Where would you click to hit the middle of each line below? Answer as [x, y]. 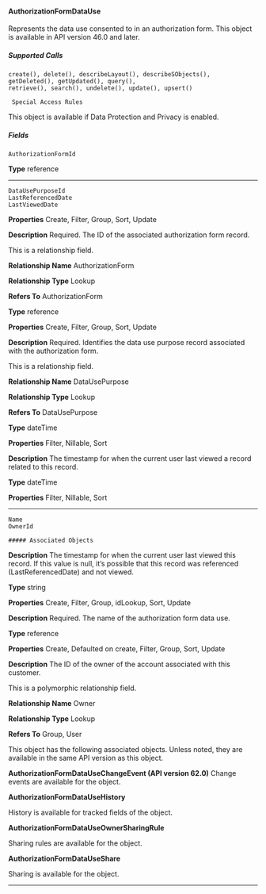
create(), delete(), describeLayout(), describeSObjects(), [110, 75]
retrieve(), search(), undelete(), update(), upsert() [101, 88]
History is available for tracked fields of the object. [90, 812]
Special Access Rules [47, 102]
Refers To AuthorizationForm [55, 297]
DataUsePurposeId [37, 191]
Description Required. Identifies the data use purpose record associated [127, 343]
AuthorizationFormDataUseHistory [67, 797]
